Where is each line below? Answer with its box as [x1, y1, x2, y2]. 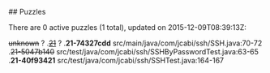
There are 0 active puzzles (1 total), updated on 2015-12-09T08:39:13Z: [8, 23, 247, 32]
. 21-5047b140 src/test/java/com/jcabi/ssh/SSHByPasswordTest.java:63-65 [8, 47, 259, 56]
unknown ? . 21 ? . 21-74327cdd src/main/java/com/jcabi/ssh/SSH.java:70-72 [8, 38, 263, 48]
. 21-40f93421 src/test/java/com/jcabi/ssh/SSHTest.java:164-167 [8, 56, 225, 65]
